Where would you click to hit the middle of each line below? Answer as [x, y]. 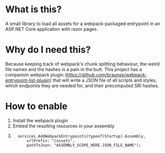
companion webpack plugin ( [36, 75]
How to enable [37, 106]
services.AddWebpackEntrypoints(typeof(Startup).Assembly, [82, 136]
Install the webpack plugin [40, 120]
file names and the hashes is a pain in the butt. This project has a [74, 69]
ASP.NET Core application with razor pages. [52, 29]
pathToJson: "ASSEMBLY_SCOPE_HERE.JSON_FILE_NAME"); [84, 145]
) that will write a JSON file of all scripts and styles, [103, 80]
